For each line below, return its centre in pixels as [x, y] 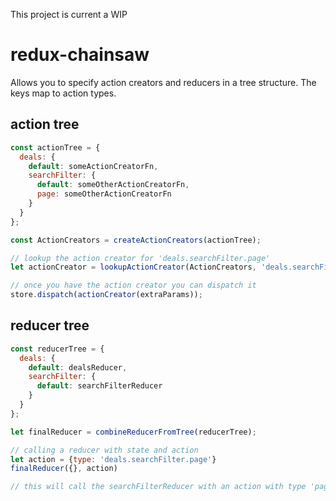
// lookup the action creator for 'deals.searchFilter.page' [140, 258]
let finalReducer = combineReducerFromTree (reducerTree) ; [133, 432]
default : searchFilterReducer [99, 386]
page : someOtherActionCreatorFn [104, 194]
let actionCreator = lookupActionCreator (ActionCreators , [133, 267]
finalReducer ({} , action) [64, 469]
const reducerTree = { [57, 349]
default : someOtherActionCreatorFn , [113, 185]
